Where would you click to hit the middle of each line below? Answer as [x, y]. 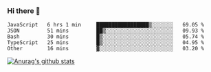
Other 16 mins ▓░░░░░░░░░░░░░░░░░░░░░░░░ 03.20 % [106, 49]
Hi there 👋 [24, 11]
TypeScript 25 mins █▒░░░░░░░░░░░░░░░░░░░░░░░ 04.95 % [106, 43]
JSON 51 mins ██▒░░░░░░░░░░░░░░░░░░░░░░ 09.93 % [106, 31]
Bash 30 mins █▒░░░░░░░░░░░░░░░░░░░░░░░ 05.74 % [106, 37]
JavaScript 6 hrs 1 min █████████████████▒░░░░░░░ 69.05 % [106, 25]
